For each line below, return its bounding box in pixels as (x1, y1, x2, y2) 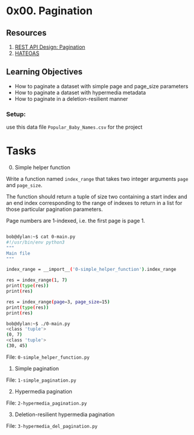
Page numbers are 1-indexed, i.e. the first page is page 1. (6, 217, 145, 225)
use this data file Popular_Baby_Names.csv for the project (6, 123, 143, 131)
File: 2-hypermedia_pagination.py (6, 399, 87, 407)
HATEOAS (14, 50, 40, 57)
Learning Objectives (6, 67, 83, 77)
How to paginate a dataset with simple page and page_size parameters (14, 82, 189, 89)
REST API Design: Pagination (14, 43, 85, 50)
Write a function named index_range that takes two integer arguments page (6, 175, 189, 183)
